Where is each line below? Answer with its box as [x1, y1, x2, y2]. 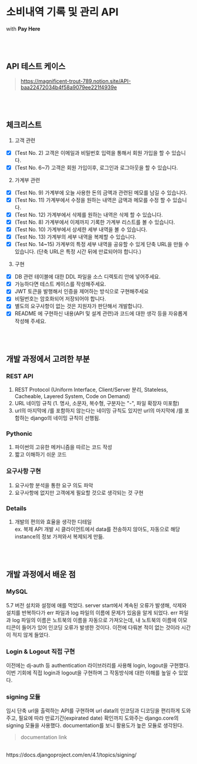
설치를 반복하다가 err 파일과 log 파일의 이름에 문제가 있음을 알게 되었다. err [6, 609, 178, 616]
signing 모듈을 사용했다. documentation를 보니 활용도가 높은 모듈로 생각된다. [6, 722, 184, 729]
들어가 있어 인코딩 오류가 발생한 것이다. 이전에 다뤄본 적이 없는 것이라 [21, 624, 181, 631]
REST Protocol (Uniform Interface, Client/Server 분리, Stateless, [14, 386, 169, 393]
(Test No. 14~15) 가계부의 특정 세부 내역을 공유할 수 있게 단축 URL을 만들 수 [14, 241, 189, 248]
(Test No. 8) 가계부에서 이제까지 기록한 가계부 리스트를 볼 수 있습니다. [14, 219, 175, 226]
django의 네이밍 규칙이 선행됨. [30, 415, 101, 422]
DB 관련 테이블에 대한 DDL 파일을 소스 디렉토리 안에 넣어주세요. [14, 273, 161, 280]
